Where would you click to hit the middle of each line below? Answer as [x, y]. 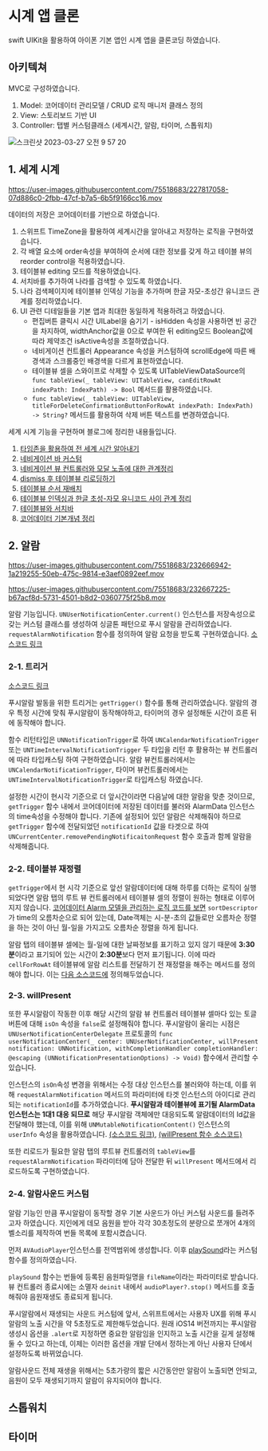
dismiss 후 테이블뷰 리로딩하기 [67, 478]
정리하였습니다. [58, 301]
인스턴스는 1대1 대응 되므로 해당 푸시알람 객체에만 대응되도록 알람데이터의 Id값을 [132, 1115]
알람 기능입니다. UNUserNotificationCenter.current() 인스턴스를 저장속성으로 [132, 614]
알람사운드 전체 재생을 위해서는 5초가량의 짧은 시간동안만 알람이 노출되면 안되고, [133, 1370]
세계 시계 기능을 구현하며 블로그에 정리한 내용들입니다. [93, 431]
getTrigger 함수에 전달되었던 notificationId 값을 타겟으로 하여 [108, 826]
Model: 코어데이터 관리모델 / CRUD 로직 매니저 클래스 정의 [111, 105]
